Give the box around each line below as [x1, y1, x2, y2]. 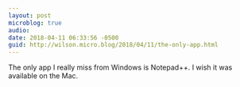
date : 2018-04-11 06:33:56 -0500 [8, 33, 119, 42]
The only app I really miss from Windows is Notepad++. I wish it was [8, 62, 233, 72]
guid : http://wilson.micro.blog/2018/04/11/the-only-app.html [8, 41, 219, 49]
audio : [8, 26, 30, 34]
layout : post [8, 11, 52, 20]
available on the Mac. [8, 71, 79, 81]
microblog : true [8, 19, 62, 27]
